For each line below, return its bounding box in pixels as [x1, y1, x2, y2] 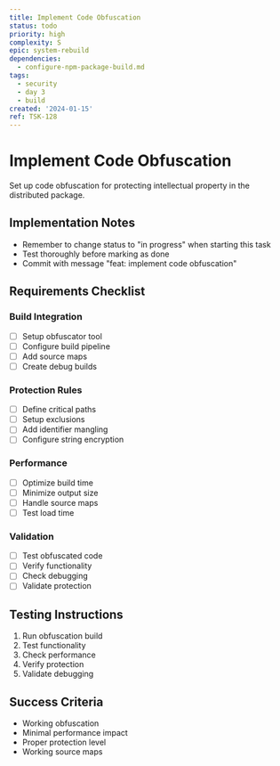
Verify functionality [21, 560, 92, 571]
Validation [9, 530, 55, 542]
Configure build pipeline [21, 340, 111, 352]
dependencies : [9, 54, 62, 63]
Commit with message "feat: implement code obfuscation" [21, 257, 237, 268]
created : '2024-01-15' [9, 104, 93, 113]
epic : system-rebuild [9, 46, 90, 55]
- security [17, 79, 58, 88]
